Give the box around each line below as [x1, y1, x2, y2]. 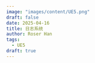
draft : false [6, 14, 39, 20]
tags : [6, 37, 20, 43]
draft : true [6, 48, 36, 54]
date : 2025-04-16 [6, 20, 50, 26]
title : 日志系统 [6, 25, 43, 32]
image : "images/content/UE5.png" [6, 8, 90, 15]
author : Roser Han [6, 31, 52, 37]
